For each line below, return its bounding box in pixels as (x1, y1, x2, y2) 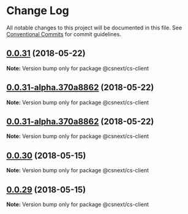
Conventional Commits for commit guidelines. (6, 30, 121, 37)
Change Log (6, 4, 69, 18)
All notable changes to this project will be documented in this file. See (6, 24, 182, 31)
